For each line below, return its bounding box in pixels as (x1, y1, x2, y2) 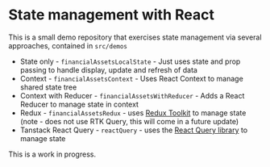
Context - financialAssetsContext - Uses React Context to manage (19, 73, 243, 83)
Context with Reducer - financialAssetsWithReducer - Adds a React (19, 90, 245, 100)
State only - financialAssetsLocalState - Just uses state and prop (19, 56, 241, 66)
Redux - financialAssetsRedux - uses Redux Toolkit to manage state (19, 107, 247, 118)
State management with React (8, 6, 215, 24)
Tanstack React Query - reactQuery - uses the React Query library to (19, 125, 248, 135)
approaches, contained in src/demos (8, 40, 127, 50)
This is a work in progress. (8, 149, 97, 159)
